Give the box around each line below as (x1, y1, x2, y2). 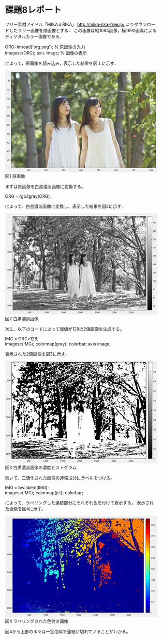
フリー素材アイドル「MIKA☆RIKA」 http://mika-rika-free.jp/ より (5, 21, 134, 27)
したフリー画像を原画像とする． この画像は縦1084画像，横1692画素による (9, 27, 157, 33)
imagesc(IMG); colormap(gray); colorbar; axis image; (5, 341, 111, 346)
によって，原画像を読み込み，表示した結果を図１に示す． (5, 60, 118, 66)
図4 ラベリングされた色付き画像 (5, 618, 69, 624)
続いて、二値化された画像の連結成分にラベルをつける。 (5, 475, 115, 481)
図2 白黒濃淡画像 (5, 315, 39, 321)
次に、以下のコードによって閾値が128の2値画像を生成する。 (5, 326, 124, 332)
